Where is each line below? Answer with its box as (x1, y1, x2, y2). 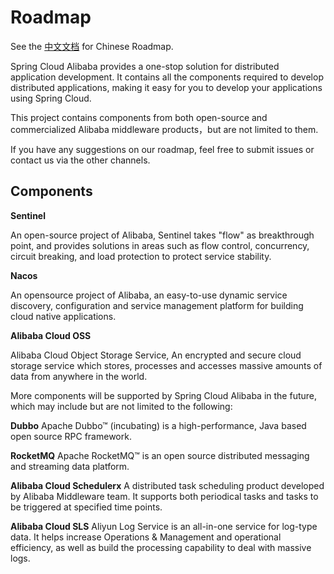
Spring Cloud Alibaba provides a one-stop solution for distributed (10, 60, 280, 72)
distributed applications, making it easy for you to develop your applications (10, 81, 323, 93)
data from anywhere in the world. (10, 370, 148, 382)
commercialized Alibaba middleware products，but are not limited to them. (10, 123, 319, 135)
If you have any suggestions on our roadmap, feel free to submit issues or (10, 143, 315, 155)
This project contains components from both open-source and (10, 111, 268, 123)
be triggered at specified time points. (10, 501, 163, 513)
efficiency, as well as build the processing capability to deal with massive (10, 541, 312, 553)
